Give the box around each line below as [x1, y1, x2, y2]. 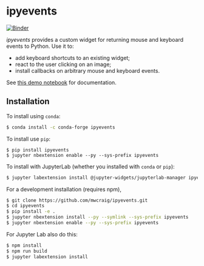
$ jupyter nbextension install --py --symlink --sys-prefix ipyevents [6, 214, 189, 221]
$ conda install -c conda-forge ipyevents [6, 124, 115, 130]
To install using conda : [6, 112, 61, 119]
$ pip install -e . [6, 208, 56, 214]
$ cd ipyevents [6, 203, 45, 209]
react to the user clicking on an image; [15, 61, 112, 68]
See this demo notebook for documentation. [6, 79, 117, 86]
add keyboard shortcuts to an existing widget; [15, 54, 131, 61]
